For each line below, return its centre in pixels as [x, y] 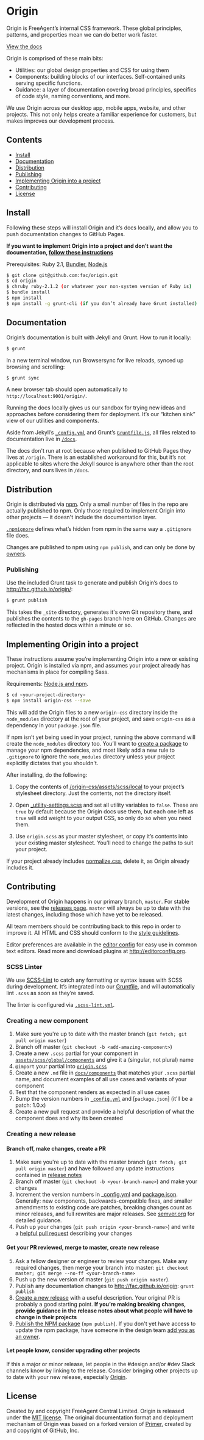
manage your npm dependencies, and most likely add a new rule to [91, 750]
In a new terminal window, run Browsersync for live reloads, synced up [95, 360]
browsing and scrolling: [36, 367]
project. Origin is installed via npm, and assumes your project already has [98, 666]
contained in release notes [48, 1175]
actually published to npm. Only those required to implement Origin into [96, 511]
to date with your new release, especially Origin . [67, 1377]
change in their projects [46, 1317]
